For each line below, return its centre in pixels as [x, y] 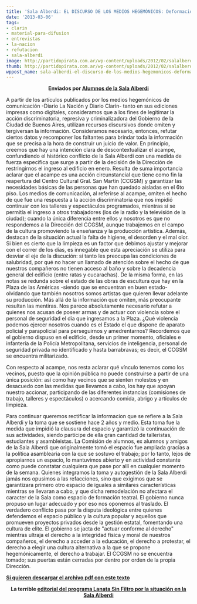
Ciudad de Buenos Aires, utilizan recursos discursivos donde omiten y [91, 125]
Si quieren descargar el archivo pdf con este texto [68, 578]
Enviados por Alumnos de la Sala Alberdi [98, 88]
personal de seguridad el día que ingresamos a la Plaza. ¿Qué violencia [92, 319]
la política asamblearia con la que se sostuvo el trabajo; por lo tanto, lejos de [98, 454]
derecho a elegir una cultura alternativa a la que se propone [78, 548]
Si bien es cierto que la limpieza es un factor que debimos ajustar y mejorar [97, 243]
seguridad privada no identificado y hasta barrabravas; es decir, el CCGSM [97, 350]
